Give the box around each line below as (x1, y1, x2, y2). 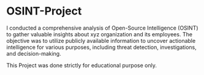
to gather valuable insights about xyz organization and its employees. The (6, 30, 193, 37)
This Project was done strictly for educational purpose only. (6, 62, 157, 69)
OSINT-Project (6, 4, 82, 18)
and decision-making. (6, 50, 61, 57)
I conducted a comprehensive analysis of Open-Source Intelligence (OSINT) (6, 24, 198, 31)
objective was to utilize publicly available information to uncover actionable (6, 37, 196, 44)
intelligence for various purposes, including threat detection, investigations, (6, 44, 197, 51)
